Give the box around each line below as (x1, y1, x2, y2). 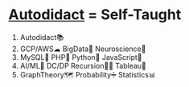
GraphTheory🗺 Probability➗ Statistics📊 (19, 69, 156, 79)
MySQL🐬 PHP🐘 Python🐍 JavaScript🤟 (19, 52, 142, 61)
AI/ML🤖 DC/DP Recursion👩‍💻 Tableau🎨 (19, 61, 147, 70)
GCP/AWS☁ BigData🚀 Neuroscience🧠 (19, 44, 146, 53)
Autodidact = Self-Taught (8, 6, 182, 24)
